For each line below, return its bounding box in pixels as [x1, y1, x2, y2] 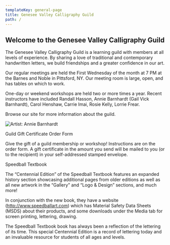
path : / [5, 17, 22, 22]
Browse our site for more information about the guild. [5, 111, 116, 117]
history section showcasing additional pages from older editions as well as [5, 176, 160, 183]
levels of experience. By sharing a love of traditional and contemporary [5, 54, 153, 61]
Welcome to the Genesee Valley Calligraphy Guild [5, 36, 165, 44]
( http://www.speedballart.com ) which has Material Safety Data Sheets [5, 203, 151, 209]
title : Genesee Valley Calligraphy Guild [5, 12, 94, 17]
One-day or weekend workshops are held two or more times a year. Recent [5, 90, 162, 97]
